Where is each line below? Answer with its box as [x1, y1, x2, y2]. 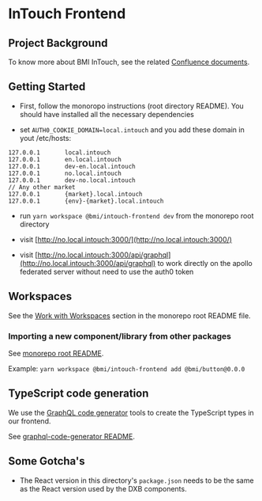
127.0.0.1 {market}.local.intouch [8, 190, 144, 198]
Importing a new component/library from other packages [8, 330, 231, 341]
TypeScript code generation [8, 387, 149, 400]
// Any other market [8, 183, 77, 191]
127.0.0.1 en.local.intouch [8, 155, 122, 163]
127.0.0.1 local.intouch [8, 148, 111, 157]
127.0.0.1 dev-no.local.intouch [8, 176, 136, 184]
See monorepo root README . [8, 348, 104, 358]
